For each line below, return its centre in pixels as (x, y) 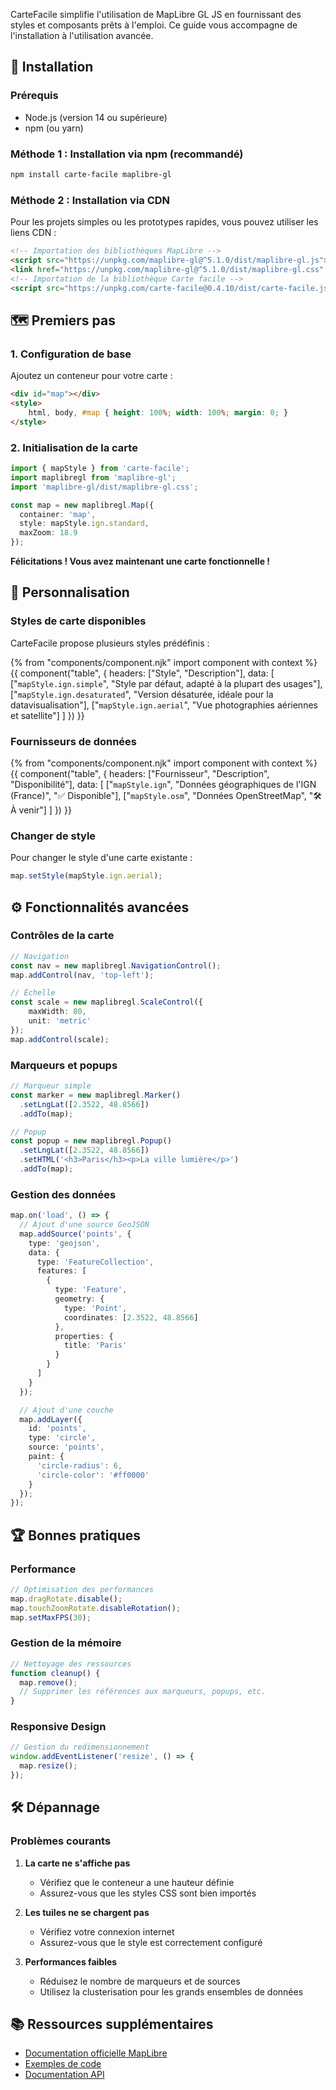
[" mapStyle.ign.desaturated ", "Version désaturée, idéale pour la (142, 694)
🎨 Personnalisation (70, 592)
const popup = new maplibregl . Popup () (91, 1141)
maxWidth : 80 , (57, 1012)
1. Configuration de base (71, 354)
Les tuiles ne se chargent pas (87, 1912)
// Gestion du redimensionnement (80, 1747)
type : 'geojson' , (64, 1243)
